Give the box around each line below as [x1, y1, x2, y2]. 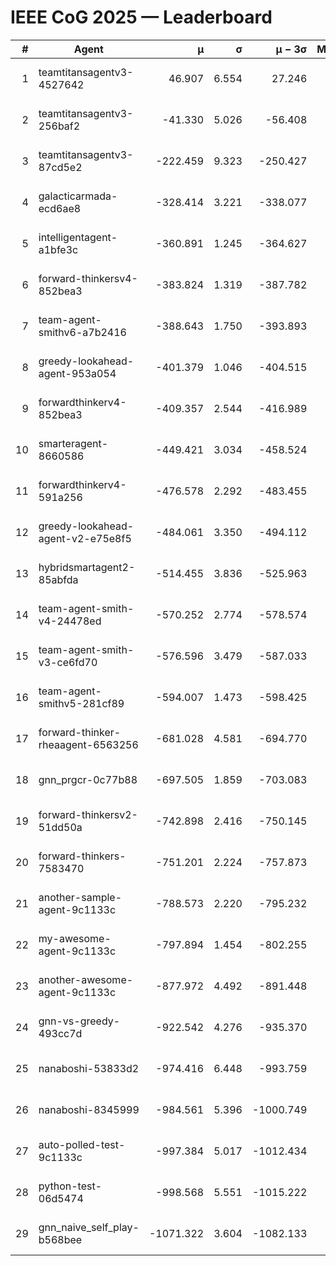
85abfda [38, 572, 79, 586]
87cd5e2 [38, 160, 83, 174]
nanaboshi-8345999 [38, 1102, 140, 1116]
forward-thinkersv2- [38, 807, 138, 821]
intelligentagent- [38, 230, 118, 244]
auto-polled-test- [38, 1137, 126, 1151]
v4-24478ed [38, 614, 102, 628]
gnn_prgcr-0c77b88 [38, 772, 138, 786]
